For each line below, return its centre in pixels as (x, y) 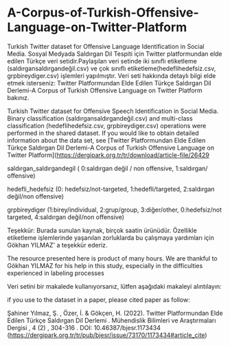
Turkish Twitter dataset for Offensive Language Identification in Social (106, 46)
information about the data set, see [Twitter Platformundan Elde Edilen (106, 140)
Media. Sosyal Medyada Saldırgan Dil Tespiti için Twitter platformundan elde (115, 54)
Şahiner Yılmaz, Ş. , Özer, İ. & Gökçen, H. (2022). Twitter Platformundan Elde (115, 313)
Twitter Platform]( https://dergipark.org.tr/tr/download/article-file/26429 (108, 155)
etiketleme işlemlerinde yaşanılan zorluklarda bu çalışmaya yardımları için (111, 237)
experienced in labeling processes (56, 273)
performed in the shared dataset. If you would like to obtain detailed (103, 133)
